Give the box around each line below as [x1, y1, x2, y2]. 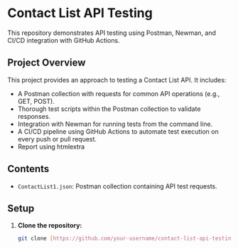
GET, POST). [17, 97, 55, 105]
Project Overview [7, 57, 86, 69]
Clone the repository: [17, 221, 82, 230]
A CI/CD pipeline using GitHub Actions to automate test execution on [17, 127, 219, 136]
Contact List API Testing [7, 5, 153, 21]
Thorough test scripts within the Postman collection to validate [17, 105, 201, 113]
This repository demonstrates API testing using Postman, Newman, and [7, 28, 217, 37]
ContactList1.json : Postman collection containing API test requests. [17, 181, 218, 190]
